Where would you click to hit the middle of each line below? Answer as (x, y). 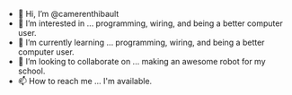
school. (31, 71)
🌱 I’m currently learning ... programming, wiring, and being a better (141, 42)
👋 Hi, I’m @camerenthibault (68, 14)
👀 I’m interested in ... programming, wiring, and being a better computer (150, 23)
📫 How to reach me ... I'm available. (85, 81)
